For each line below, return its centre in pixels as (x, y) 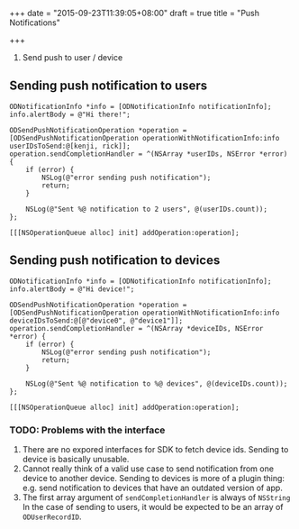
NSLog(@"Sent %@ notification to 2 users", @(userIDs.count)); (147, 209)
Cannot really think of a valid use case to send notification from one (148, 469)
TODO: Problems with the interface (87, 430)
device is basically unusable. (76, 459)
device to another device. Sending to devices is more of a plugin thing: (154, 478)
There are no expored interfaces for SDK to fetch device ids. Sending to (155, 449)
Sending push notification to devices (115, 260)
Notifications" (35, 23)
